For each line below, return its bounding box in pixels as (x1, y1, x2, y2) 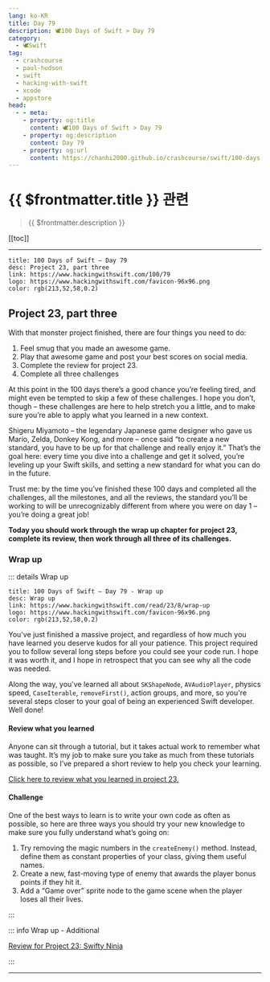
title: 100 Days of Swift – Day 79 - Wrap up (8, 587, 163, 595)
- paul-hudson (15, 64, 63, 72)
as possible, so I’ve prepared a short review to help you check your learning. (8, 759, 262, 768)
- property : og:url (22, 146, 88, 154)
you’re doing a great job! (8, 509, 90, 519)
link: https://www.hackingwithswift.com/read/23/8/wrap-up (8, 602, 211, 610)
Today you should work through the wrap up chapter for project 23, (8, 526, 238, 534)
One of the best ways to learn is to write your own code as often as (8, 810, 231, 820)
